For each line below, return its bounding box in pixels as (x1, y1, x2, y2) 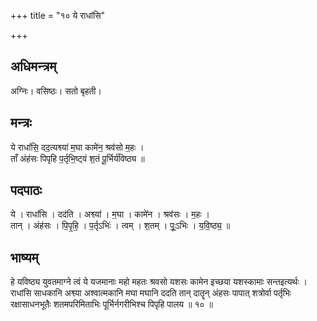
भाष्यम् (10, 249, 39, 266)
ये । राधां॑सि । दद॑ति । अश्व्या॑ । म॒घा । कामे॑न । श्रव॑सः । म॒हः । (10, 208, 211, 220)
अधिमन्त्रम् (10, 58, 57, 75)
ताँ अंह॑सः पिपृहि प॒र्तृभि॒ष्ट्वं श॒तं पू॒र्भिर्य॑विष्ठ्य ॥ (10, 152, 145, 164)
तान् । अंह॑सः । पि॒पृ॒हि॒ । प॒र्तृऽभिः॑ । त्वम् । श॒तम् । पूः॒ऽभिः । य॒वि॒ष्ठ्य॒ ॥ (10, 220, 231, 232)
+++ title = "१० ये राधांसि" (10, 10, 105, 21)
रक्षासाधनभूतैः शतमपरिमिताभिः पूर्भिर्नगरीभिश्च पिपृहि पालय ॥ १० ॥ (10, 298, 213, 310)
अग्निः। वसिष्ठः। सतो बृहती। (10, 85, 102, 97)
